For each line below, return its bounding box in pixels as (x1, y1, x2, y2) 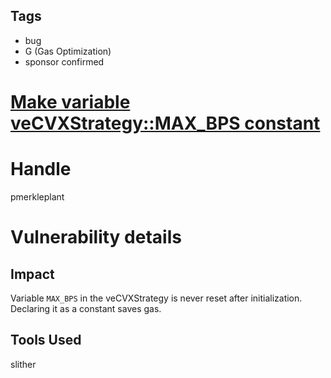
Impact (10, 265, 55, 283)
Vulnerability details (10, 226, 182, 249)
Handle (10, 158, 72, 181)
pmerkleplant (10, 190, 65, 203)
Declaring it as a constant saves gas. (10, 302, 162, 314)
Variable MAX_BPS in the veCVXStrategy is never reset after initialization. (10, 292, 303, 304)
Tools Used (10, 332, 82, 349)
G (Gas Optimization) (24, 45, 112, 57)
